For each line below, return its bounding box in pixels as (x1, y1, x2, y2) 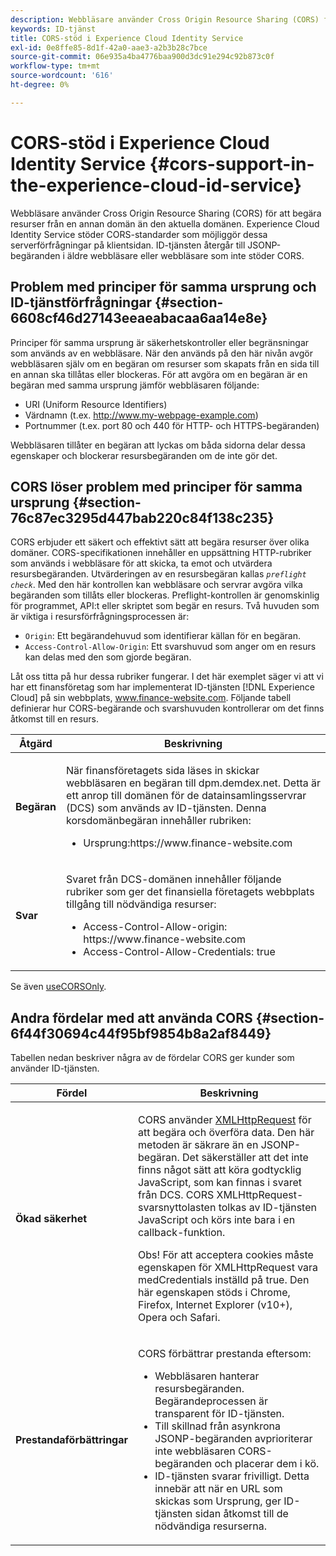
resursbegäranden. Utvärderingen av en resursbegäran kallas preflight (10, 568, 307, 580)
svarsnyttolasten (138, 1201, 217, 1215)
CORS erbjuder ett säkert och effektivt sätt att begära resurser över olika (10, 536, 310, 548)
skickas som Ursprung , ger (154, 1494, 282, 1508)
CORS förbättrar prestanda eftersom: (138, 1347, 312, 1361)
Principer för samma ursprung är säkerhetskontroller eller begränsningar (10, 336, 310, 348)
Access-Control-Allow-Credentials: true (83, 945, 276, 959)
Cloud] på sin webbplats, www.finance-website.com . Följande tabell (10, 692, 292, 704)
